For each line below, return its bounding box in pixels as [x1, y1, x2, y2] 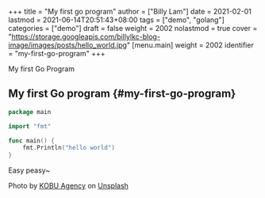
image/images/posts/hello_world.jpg [8, 40, 127, 50]
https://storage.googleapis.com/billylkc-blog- [11, 32, 161, 41]
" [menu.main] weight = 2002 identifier [126, 40, 254, 50]
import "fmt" [8, 122, 52, 130]
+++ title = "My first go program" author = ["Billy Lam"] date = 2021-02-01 [8, 7, 252, 16]
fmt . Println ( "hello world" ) [22, 144, 115, 152]
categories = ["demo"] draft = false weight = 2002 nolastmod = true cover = [8, 24, 258, 32]
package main [8, 108, 52, 116]
